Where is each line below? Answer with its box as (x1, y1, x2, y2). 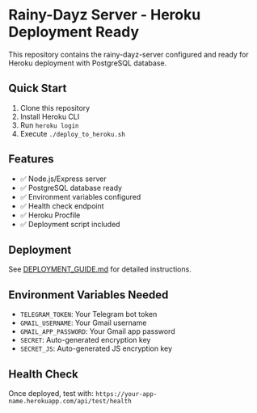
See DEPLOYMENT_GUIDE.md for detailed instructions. (8, 264, 192, 274)
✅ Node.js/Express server (19, 174, 107, 183)
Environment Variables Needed (8, 288, 169, 301)
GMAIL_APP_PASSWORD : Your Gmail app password (19, 327, 175, 336)
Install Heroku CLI (19, 112, 80, 121)
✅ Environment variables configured (19, 192, 141, 201)
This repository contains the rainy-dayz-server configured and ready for (8, 49, 249, 59)
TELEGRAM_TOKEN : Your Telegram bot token (19, 310, 158, 319)
